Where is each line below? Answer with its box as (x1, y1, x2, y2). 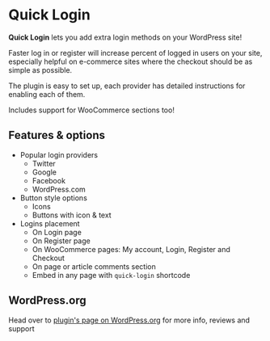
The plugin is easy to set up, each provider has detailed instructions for (8, 81, 246, 91)
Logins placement (19, 218, 80, 228)
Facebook (32, 175, 66, 185)
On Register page (32, 236, 91, 246)
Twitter (32, 158, 57, 168)
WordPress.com (32, 184, 86, 194)
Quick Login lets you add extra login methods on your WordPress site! (8, 32, 243, 42)
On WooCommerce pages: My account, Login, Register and (32, 244, 230, 254)
